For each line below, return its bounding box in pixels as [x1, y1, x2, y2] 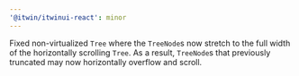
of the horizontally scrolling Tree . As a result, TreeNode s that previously [9, 46, 271, 58]
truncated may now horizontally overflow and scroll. [9, 56, 203, 67]
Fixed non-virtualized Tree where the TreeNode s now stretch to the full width [9, 38, 291, 48]
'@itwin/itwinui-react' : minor [9, 13, 127, 22]
